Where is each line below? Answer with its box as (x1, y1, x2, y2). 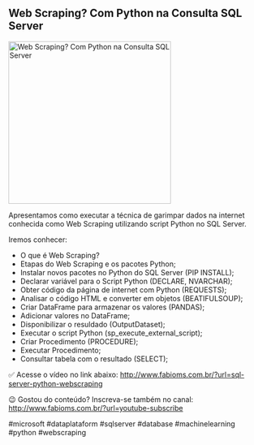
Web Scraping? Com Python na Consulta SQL (8, 6, 243, 20)
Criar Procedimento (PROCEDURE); (19, 336, 139, 346)
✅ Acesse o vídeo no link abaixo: (8, 369, 118, 379)
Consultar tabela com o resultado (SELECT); (19, 353, 169, 364)
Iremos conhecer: (8, 235, 67, 244)
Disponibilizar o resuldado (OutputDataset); (19, 319, 166, 329)
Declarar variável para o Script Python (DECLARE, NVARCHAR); (19, 276, 233, 286)
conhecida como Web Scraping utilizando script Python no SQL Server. (8, 218, 247, 228)
